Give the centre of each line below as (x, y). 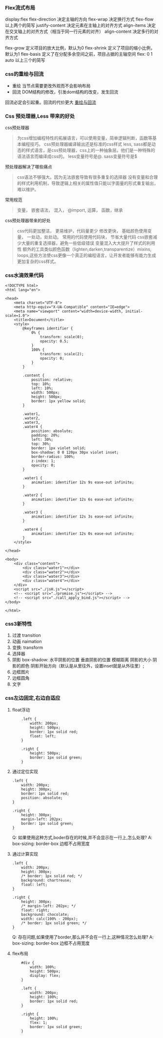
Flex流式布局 (20, 7)
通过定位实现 (25, 771)
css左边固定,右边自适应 (33, 698)
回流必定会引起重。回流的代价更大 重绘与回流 (51, 102)
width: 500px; (45, 393)
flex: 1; (39, 1022)
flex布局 (20, 953)
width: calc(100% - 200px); (50, 919)
